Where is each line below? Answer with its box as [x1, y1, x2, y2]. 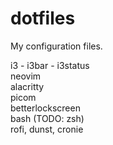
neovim [10, 70, 42, 82]
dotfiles [10, 7, 76, 30]
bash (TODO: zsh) [10, 112, 85, 124]
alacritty [10, 80, 45, 92]
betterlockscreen [10, 102, 81, 114]
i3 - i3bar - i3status [10, 59, 90, 71]
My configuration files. [10, 40, 103, 52]
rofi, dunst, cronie [10, 123, 84, 135]
